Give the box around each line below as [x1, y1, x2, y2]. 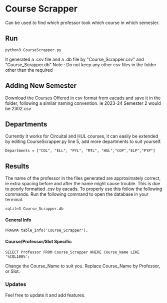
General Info [5, 217, 31, 223]
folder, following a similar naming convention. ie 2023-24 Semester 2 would [5, 100, 161, 106]
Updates [5, 280, 26, 287]
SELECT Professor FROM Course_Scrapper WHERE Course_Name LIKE [5, 249, 140, 255]
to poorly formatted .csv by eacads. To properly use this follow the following [5, 186, 162, 192]
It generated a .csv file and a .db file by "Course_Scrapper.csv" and [5, 56, 144, 62]
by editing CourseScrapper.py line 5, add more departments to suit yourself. [5, 138, 161, 144]
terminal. [5, 197, 23, 203]
